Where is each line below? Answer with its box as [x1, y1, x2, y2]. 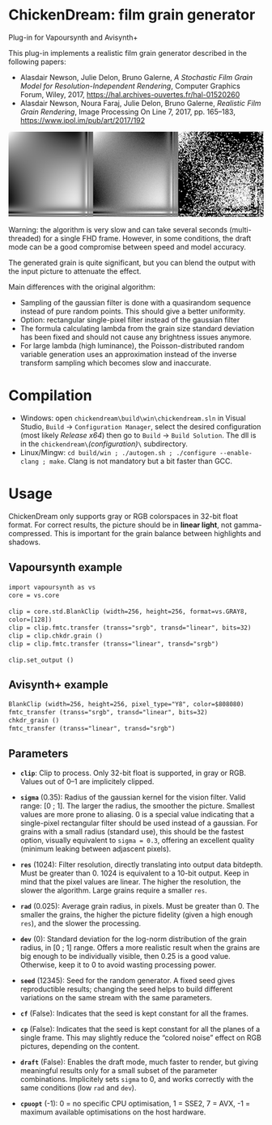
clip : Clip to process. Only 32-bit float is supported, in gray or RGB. [19, 768, 247, 778]
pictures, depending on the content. [19, 1042, 140, 1051]
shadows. [8, 537, 41, 547]
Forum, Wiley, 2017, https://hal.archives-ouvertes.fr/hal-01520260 [19, 89, 240, 99]
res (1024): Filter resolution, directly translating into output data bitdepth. [19, 860, 263, 870]
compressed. [8, 528, 53, 538]
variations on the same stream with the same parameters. [19, 993, 213, 1003]
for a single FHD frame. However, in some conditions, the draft [43, 233, 252, 243]
